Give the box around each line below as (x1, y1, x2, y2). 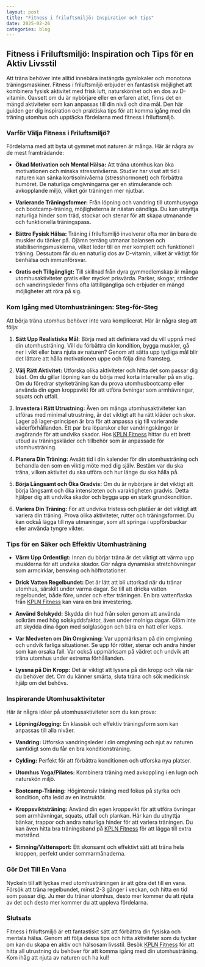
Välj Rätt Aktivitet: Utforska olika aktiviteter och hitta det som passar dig (15, 367, 198, 374)
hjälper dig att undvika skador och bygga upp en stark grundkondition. (15, 493, 193, 501)
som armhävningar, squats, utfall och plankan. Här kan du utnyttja (15, 812, 181, 820)
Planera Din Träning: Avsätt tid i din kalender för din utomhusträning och (15, 455, 198, 463)
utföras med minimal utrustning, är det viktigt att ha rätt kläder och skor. (15, 411, 196, 418)
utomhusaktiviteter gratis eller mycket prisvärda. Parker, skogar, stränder (15, 275, 198, 282)
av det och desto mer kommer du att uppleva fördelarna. (6, 898, 148, 906)
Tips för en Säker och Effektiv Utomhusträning (6, 540, 147, 548)
